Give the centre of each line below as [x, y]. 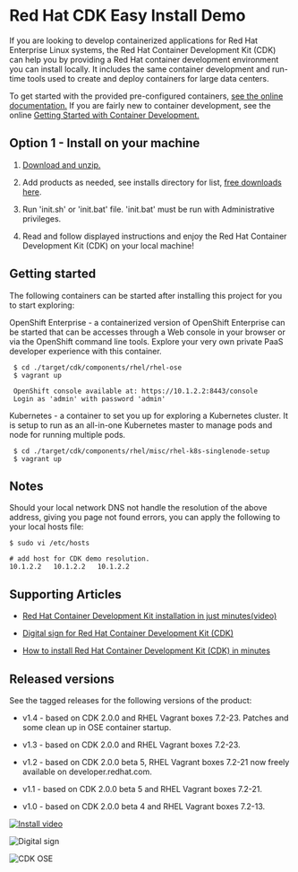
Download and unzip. [61, 165]
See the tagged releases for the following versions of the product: [131, 700]
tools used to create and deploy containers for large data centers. [148, 78]
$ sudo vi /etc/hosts [50, 544]
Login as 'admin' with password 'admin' [89, 399]
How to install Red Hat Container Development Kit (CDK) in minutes [146, 650]
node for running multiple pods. [68, 434]
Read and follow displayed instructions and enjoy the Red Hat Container [154, 236]
